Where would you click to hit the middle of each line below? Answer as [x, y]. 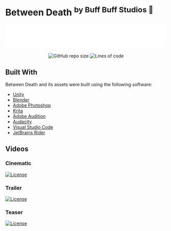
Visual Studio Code [33, 127]
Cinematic [18, 163]
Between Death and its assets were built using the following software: [79, 85]
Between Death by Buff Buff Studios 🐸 [79, 12]
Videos [17, 149]
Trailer [14, 188]
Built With [21, 72]
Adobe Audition [29, 117]
